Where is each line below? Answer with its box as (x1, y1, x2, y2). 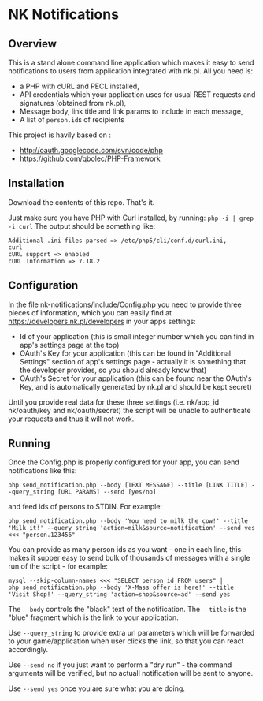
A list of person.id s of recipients (19, 115, 124, 124)
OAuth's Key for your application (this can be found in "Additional (19, 349, 231, 358)
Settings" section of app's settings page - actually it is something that (19, 356, 246, 366)
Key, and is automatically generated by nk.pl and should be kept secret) (19, 382, 252, 391)
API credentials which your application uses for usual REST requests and (19, 90, 256, 99)
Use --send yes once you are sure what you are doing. (8, 684, 185, 693)
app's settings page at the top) (19, 340, 120, 349)
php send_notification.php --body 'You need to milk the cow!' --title (8, 517, 248, 525)
